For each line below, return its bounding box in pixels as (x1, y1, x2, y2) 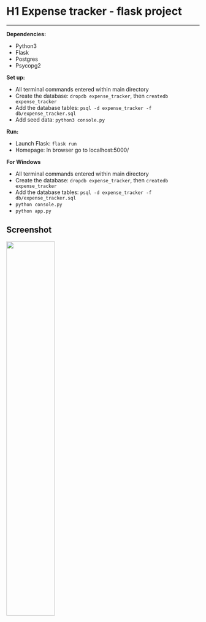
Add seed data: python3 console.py (15, 115, 105, 123)
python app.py (15, 208, 51, 214)
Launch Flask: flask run (15, 139, 77, 147)
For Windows (6, 158, 41, 165)
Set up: (6, 74, 26, 81)
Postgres (15, 55, 39, 63)
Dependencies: (6, 30, 47, 37)
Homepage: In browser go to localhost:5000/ (15, 146, 129, 154)
